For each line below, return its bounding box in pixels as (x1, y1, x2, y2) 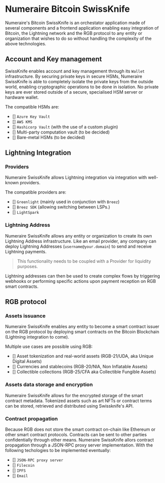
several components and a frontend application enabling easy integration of (5, 25, 159, 31)
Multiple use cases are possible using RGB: (5, 344, 93, 349)
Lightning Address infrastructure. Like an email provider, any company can (5, 238, 157, 244)
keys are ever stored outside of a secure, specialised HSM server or (5, 89, 143, 95)
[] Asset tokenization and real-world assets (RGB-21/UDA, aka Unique (12, 353, 154, 359)
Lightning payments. (5, 248, 47, 254)
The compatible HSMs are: (5, 103, 60, 109)
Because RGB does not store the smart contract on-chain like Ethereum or (5, 426, 156, 432)
